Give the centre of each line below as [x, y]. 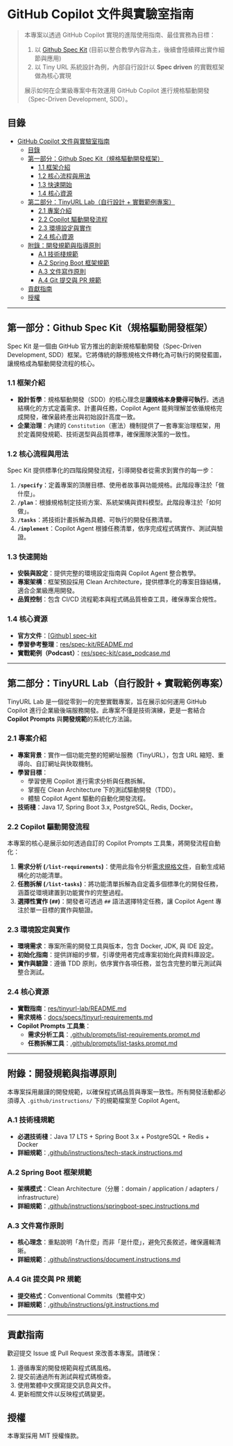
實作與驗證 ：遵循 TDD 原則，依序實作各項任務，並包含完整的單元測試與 [119, 963]
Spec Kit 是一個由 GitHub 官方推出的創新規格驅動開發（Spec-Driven [104, 346]
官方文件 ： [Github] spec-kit [57, 635]
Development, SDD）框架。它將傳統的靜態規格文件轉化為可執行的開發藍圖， [116, 354]
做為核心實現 [53, 75]
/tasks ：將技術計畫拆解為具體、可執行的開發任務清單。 [96, 520]
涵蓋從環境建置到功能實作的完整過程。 [72, 892]
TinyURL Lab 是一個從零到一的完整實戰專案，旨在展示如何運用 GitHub [107, 701]
